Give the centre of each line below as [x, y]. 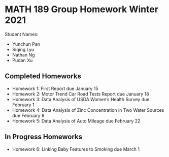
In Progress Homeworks [44, 137]
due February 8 [28, 115]
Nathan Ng [23, 55]
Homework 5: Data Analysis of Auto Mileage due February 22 [76, 121]
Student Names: [22, 34]
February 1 [23, 105]
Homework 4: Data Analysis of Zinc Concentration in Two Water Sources [88, 110]
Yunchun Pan [26, 44]
